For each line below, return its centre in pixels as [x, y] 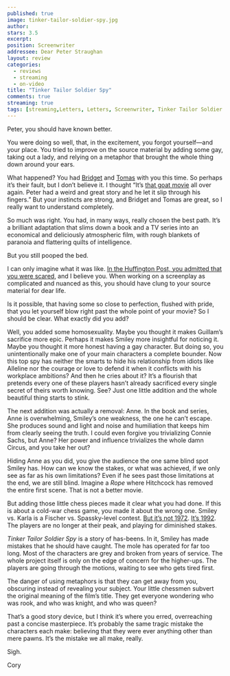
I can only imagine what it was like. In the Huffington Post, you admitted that [114, 268]
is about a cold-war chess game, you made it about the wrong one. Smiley [112, 510]
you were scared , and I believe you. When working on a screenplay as [106, 276]
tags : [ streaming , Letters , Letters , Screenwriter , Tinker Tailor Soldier [115, 109]
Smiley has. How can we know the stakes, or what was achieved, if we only [114, 468]
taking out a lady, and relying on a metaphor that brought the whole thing [111, 157]
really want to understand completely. [61, 206]
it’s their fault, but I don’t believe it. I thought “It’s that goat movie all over [109, 185]
